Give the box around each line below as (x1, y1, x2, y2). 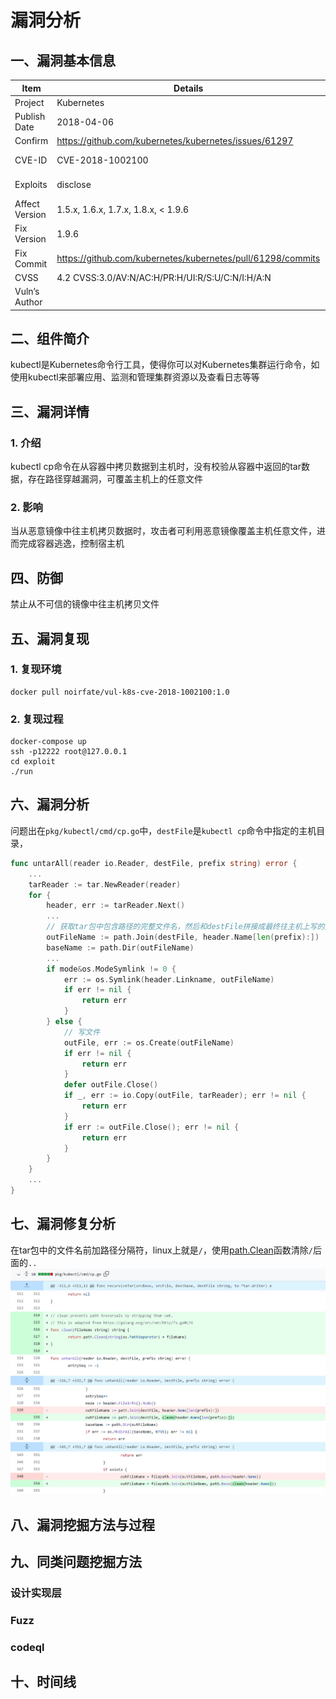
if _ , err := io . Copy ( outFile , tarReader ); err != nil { (63, 1091, 307, 1101)
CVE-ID (14, 154, 48, 166)
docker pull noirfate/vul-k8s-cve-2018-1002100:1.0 (10, 687, 230, 697)
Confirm (14, 135, 49, 147)
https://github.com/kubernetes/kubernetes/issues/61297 (56, 135, 294, 147)
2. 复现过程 (10, 712, 64, 726)
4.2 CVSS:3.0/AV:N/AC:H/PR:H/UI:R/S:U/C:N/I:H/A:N (56, 271, 272, 283)
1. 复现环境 (10, 662, 62, 676)
